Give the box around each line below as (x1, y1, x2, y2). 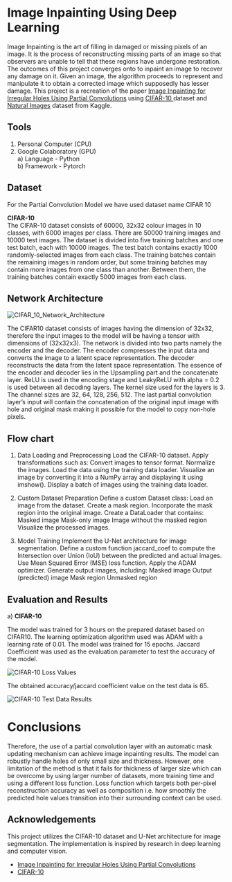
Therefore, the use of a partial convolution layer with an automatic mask (7, 742, 213, 750)
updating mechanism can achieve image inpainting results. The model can (7, 749, 220, 757)
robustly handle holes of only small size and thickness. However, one (7, 757, 204, 765)
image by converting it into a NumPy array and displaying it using (17, 473, 204, 482)
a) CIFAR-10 (7, 612, 42, 620)
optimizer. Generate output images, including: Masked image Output (17, 566, 213, 575)
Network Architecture (7, 292, 104, 304)
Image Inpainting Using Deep (7, 5, 177, 21)
